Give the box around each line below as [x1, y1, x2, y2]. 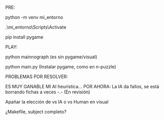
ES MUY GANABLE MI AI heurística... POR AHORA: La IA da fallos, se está [5, 84, 159, 89]
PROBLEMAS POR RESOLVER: [5, 74, 69, 80]
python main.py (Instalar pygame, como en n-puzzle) [5, 64, 116, 69]
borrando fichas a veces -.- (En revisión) [5, 89, 90, 95]
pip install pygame [5, 34, 44, 40]
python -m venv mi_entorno [5, 14, 63, 20]
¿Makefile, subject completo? [5, 109, 67, 114]
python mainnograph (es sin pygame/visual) [5, 54, 97, 60]
